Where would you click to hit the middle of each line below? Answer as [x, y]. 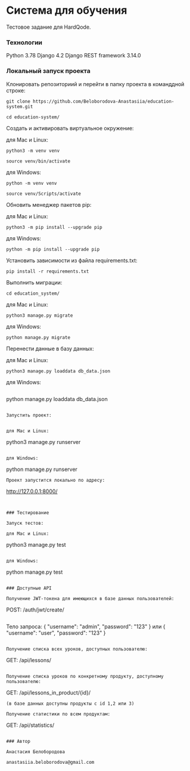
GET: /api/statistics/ [30, 725]
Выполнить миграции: [34, 282]
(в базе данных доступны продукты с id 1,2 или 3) [70, 703]
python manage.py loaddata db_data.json [57, 399]
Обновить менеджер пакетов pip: [49, 204]
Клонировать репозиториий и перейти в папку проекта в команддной [95, 84]
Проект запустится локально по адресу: [56, 480]
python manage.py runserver [42, 469]
